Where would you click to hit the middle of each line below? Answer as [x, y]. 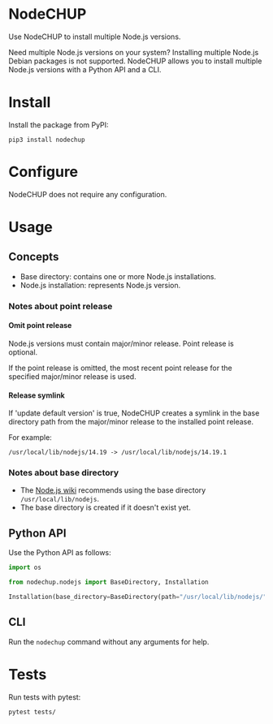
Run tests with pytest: [45, 697]
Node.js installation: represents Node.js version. [100, 285]
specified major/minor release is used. [72, 376]
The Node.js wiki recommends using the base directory [113, 490]
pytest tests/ [32, 712]
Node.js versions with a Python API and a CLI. [85, 69]
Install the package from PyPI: [58, 125]
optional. [23, 352]
